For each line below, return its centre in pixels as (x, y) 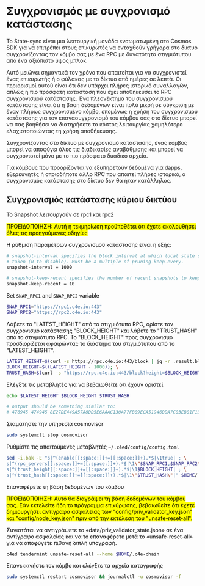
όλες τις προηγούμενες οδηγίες (47, 233)
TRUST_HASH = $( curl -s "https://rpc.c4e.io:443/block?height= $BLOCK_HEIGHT (103, 373)
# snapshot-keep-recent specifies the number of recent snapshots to (97, 278)
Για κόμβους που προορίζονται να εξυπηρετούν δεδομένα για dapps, (94, 167)
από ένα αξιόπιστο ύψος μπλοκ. (47, 60)
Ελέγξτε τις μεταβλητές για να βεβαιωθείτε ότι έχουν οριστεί (85, 384)
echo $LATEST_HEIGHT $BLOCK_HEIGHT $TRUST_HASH (68, 395)
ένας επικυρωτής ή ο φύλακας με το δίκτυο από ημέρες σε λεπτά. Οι (94, 79)
